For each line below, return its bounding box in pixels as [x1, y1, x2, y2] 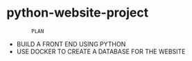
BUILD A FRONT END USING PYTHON [16, 40, 126, 48]
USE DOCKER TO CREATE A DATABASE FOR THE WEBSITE [16, 47, 186, 55]
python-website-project [6, 5, 149, 21]
